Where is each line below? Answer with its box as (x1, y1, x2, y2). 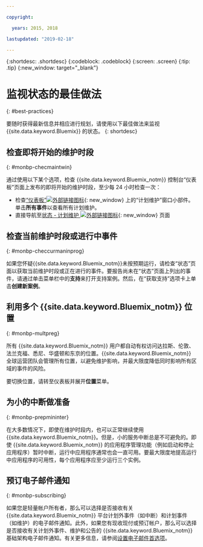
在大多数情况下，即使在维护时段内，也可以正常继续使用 (6, 426, 144, 433)
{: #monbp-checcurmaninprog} (6, 247, 85, 254)
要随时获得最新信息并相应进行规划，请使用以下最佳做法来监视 (6, 120, 160, 128)
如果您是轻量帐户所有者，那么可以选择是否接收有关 (6, 504, 134, 511)
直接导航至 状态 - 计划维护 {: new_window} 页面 (14, 212, 170, 219)
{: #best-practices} (6, 108, 54, 115)
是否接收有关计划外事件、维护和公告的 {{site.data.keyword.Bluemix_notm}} (6, 527, 193, 534)
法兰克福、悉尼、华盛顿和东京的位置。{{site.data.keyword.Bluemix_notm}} (6, 349, 192, 357)
